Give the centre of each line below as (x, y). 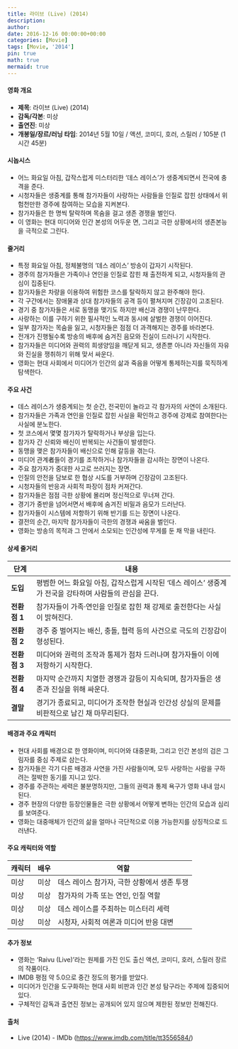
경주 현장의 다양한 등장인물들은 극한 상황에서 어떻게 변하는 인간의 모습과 (117, 803)
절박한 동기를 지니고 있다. (66, 777)
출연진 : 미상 (34, 125)
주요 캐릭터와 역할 (32, 848)
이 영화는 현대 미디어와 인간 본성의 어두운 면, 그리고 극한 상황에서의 (110, 222)
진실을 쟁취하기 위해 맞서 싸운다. (70, 354)
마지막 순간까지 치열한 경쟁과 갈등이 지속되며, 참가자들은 (125, 679)
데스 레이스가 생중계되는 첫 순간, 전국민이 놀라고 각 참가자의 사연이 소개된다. (123, 407)
